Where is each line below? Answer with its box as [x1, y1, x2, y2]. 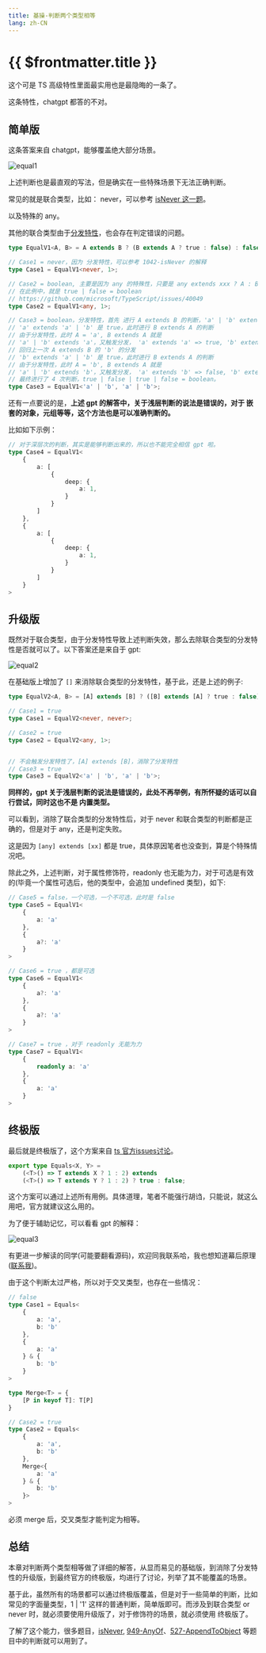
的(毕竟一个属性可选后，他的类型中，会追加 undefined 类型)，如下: [8, 878, 226, 887]
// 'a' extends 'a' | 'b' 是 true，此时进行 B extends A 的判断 [8, 324, 214, 332]
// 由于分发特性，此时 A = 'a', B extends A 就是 [8, 331, 162, 340]
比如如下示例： [8, 425, 57, 435]
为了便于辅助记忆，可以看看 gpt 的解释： [8, 1219, 141, 1228]
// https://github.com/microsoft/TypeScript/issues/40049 [8, 294, 203, 302]
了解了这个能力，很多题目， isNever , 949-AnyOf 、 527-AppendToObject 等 [8, 1626, 250, 1636]
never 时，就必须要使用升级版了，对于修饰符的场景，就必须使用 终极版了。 [8, 1609, 253, 1619]
